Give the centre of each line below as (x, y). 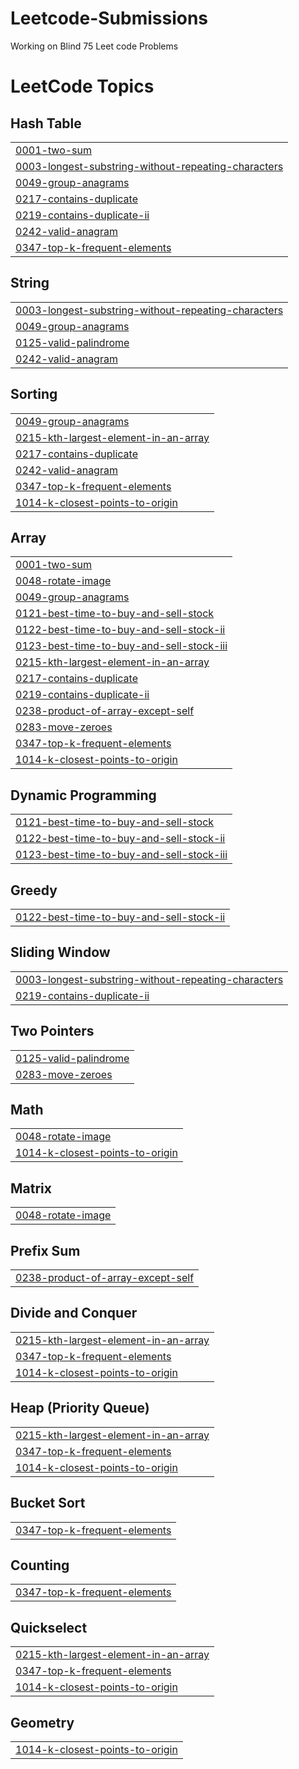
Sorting (34, 394)
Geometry (42, 1722)
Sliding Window (60, 952)
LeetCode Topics (82, 86)
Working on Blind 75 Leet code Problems (94, 46)
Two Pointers (52, 1031)
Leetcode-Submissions (109, 18)
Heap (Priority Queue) (80, 1408)
